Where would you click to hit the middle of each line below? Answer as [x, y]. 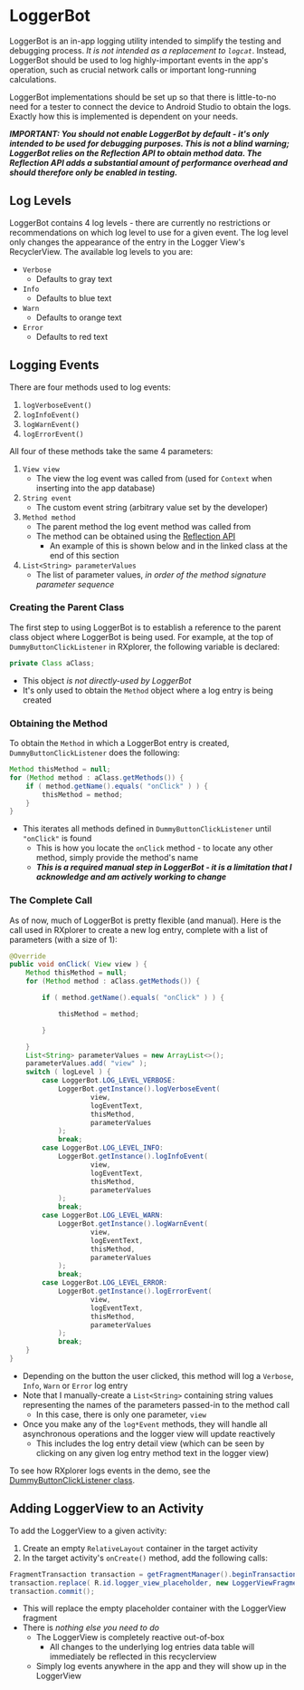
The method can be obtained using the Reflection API [136, 536]
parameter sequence [75, 584]
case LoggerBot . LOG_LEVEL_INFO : [103, 1148]
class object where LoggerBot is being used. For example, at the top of [142, 636]
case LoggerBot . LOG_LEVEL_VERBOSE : [109, 1081]
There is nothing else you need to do [91, 1627]
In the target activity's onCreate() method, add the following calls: [145, 1558]
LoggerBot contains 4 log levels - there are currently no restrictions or [140, 222]
